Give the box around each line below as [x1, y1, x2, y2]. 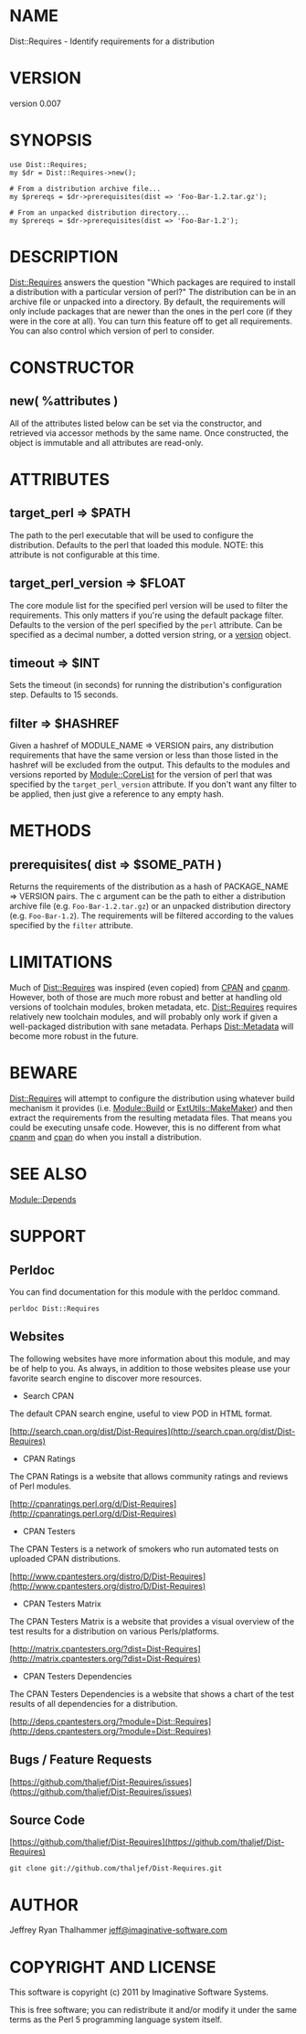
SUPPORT [9, 1226, 87, 1247]
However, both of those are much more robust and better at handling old [9, 992, 282, 1003]
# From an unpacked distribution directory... [9, 207, 190, 217]
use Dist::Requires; [9, 160, 89, 169]
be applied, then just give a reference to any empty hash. [9, 789, 225, 800]
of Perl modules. [9, 1480, 71, 1491]
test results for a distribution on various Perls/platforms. [9, 1626, 219, 1637]
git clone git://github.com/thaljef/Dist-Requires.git [9, 1864, 223, 1873]
